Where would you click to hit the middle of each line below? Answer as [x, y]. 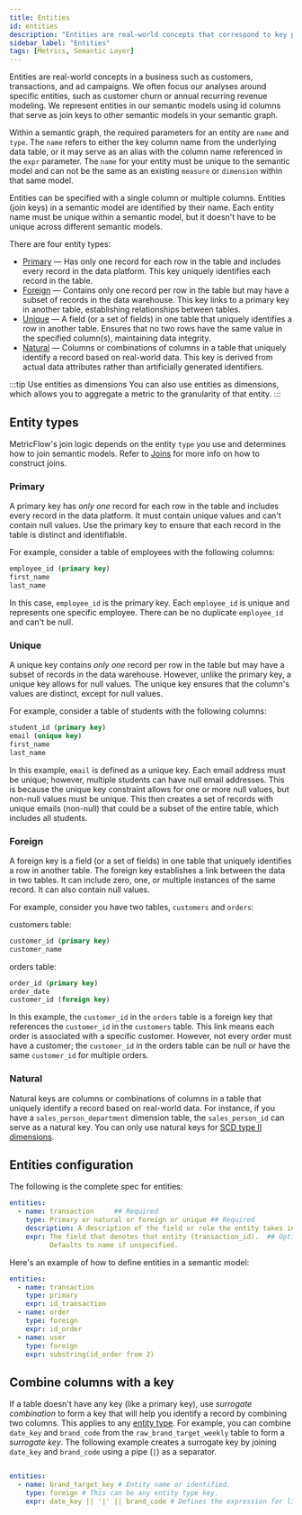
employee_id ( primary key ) [60, 569]
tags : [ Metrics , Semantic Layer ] [72, 51]
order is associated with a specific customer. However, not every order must [151, 1036]
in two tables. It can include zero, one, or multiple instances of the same [142, 880]
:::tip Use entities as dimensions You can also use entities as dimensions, [144, 385]
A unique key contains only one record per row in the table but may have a [147, 665]
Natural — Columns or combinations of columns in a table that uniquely [154, 348]
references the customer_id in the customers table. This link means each [142, 1027]
